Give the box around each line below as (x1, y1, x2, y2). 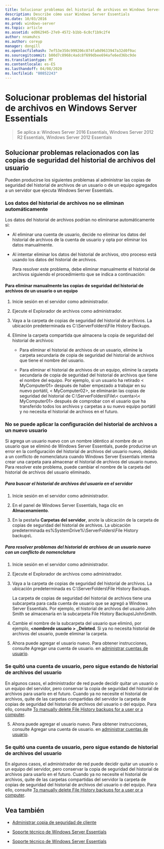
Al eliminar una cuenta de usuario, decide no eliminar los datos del (12, 231, 146, 237)
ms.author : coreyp (5, 39, 42, 44)
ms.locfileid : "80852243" (5, 71, 58, 76)
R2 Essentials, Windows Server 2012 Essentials (17, 134, 112, 140)
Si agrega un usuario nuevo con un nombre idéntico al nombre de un (5, 438, 143, 444)
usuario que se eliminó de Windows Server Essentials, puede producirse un (5, 443, 157, 449)
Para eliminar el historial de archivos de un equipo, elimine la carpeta (19, 367, 158, 373)
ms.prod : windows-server (5, 21, 56, 26)
